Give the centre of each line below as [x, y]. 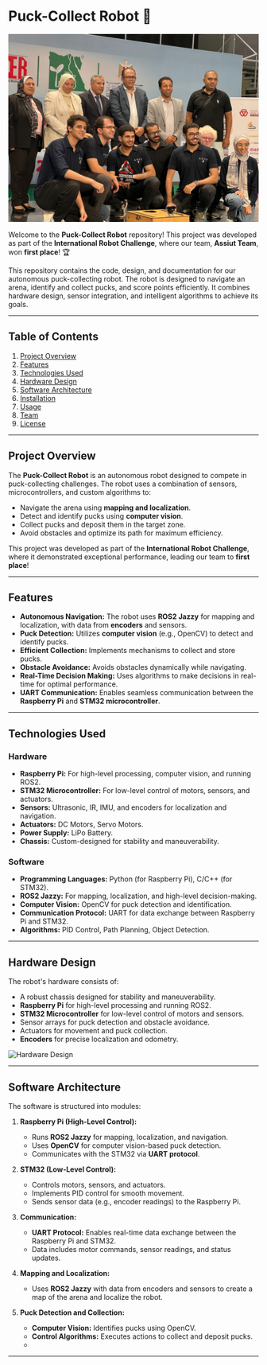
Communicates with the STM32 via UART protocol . [116, 1153]
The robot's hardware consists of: [64, 982]
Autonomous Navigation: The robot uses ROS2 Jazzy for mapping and [137, 616]
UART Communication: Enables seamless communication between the [136, 693]
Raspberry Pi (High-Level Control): [78, 1122]
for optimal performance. [77, 684]
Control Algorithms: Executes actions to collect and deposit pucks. [142, 1336]
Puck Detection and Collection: [72, 1312]
